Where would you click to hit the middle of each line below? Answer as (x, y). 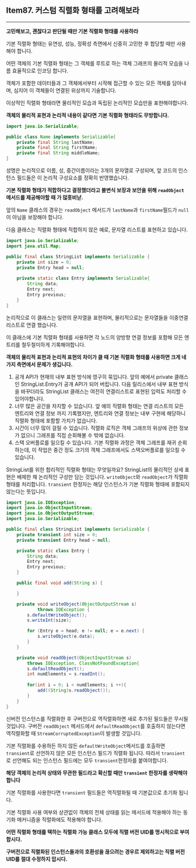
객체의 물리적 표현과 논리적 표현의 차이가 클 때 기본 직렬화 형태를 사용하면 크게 (93, 357)
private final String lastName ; (56, 142)
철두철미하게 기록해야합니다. (53, 344)
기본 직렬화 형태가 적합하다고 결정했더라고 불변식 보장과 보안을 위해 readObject (95, 190)
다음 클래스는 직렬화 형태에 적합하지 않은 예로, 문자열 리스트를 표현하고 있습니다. (97, 230)
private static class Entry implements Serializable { (83, 279)
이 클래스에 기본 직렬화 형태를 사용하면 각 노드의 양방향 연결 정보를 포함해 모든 (95, 337)
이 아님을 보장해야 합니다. (35, 217)
